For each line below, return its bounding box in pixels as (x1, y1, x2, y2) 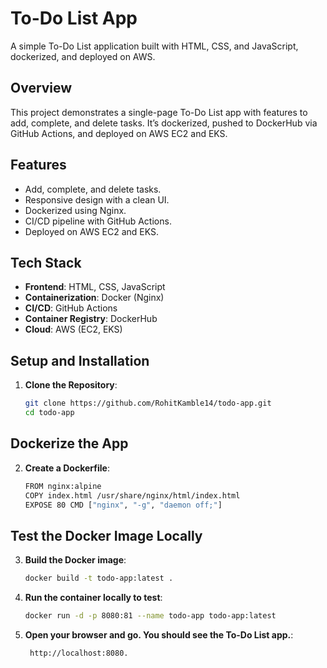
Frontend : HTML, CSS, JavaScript (24, 281, 166, 293)
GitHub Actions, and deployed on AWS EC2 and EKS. (10, 127, 228, 139)
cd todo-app (24, 408, 75, 418)
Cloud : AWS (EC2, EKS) (24, 323, 123, 336)
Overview (10, 80, 73, 97)
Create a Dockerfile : (24, 462, 110, 474)
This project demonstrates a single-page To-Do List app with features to (10, 106, 308, 118)
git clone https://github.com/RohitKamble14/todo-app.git (24, 398, 272, 409)
